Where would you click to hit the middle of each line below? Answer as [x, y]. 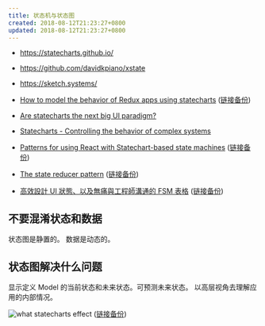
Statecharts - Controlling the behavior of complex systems [115, 131]
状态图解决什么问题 [55, 267]
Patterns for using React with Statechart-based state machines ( [125, 148]
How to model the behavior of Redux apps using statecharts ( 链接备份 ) [135, 100]
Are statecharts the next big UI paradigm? [88, 116]
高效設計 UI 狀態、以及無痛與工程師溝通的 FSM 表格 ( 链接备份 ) [121, 191]
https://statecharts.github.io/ [66, 53]
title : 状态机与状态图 [42, 15]
